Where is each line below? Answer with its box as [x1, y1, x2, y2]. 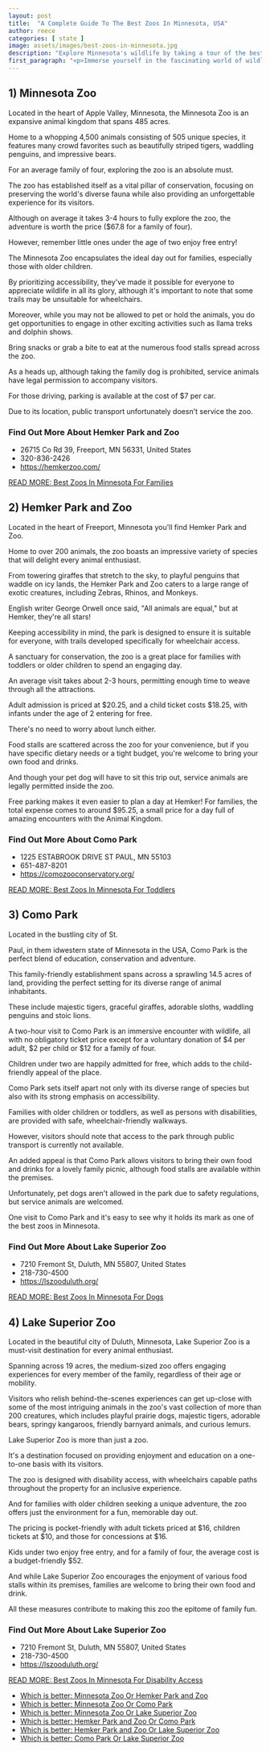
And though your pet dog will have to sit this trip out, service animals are [8, 772, 248, 782]
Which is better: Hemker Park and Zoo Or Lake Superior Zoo [19, 1725, 220, 1735]
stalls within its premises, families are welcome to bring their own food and [8, 1580, 256, 1590]
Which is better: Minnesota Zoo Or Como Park [19, 1699, 173, 1709]
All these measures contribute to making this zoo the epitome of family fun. [8, 1604, 257, 1614]
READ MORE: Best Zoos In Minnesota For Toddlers [8, 885, 175, 895]
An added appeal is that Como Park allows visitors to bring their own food [8, 1155, 252, 1165]
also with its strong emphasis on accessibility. [8, 1091, 160, 1101]
